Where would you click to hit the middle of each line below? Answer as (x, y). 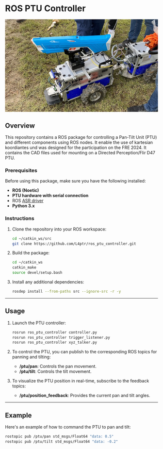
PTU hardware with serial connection (50, 196)
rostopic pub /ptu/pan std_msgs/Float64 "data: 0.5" (59, 437)
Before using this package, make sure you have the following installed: (75, 181)
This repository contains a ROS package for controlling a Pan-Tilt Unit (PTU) (81, 137)
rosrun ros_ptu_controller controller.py (54, 332)
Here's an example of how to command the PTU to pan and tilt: (68, 427)
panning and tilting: (31, 357)
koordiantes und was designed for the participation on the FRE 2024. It (76, 148)
